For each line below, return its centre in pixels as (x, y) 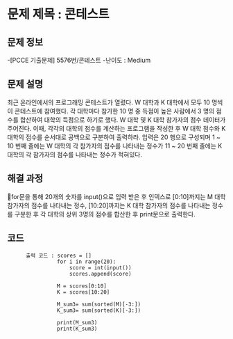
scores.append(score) (100, 274)
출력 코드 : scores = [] (59, 256)
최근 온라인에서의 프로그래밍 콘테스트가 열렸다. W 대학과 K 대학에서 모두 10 (109, 102)
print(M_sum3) (77, 323)
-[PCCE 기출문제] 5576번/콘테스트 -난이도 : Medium (79, 60)
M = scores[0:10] (82, 286)
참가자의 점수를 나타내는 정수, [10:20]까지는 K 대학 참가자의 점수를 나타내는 (109, 205)
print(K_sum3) (77, 329)
